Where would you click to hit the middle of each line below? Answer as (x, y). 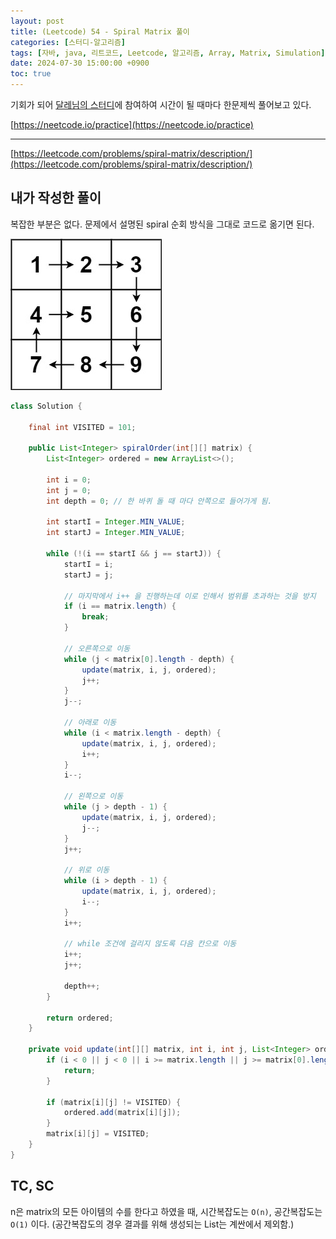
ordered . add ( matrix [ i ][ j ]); (122, 1113)
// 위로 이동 (86, 870)
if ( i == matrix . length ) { (120, 606)
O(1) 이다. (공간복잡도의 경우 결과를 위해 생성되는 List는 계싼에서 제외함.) (152, 1224)
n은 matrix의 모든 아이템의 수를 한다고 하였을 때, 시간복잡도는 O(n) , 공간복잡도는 (166, 1211)
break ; (95, 617)
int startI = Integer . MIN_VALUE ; (116, 522)
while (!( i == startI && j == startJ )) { (134, 554)
